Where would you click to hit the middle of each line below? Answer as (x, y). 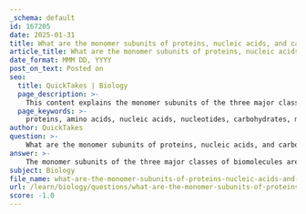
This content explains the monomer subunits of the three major (150, 102)
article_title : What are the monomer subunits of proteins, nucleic (142, 52)
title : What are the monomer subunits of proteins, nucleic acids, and (148, 43)
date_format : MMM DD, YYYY (61, 60)
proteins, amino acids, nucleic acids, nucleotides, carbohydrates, (158, 119)
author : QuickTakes (46, 128)
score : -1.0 (32, 196)
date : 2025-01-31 (42, 35)
